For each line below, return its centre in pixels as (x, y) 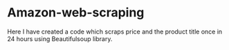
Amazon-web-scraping (76, 13)
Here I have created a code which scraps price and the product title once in (115, 32)
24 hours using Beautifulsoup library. (60, 38)
